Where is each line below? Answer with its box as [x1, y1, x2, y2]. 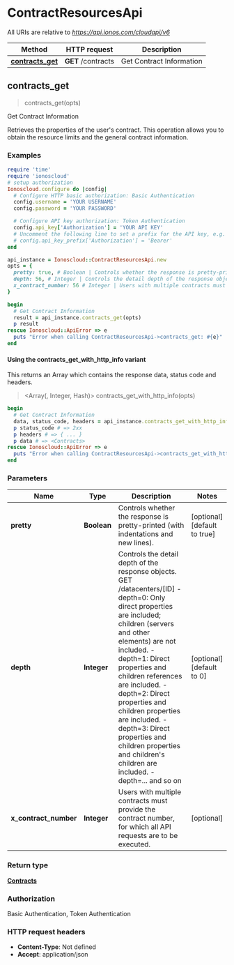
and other [118, 628, 150, 637]
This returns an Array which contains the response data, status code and [7, 371, 217, 379]
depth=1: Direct [118, 654, 170, 664]
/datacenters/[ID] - [118, 584, 182, 594]
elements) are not [118, 637, 176, 646]
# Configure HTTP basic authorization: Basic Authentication [13, 192, 195, 199]
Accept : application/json [17, 950, 88, 959]
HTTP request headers [7, 927, 86, 936]
